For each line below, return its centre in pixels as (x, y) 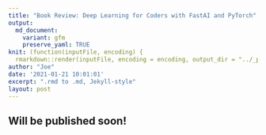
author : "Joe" (32, 67)
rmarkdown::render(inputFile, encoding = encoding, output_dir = (125, 60)
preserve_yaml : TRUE (56, 45)
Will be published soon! (67, 120)
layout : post (30, 89)
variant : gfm (44, 37)
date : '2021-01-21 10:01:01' (56, 74)
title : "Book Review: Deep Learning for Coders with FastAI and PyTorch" (133, 15)
